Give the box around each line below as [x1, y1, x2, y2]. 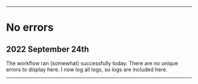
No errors [6, 21, 54, 34]
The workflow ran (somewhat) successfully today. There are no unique [6, 60, 179, 66]
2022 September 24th [6, 44, 90, 54]
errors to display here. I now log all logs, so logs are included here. [6, 66, 168, 73]
